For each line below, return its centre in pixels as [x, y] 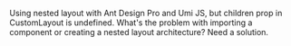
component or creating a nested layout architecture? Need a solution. [139, 32]
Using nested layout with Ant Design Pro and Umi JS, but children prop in [146, 13]
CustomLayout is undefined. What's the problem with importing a [131, 23]
